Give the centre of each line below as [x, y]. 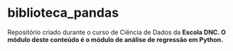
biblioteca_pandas [63, 13]
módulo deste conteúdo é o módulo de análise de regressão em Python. [115, 39]
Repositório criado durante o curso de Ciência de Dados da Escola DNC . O [116, 32]
